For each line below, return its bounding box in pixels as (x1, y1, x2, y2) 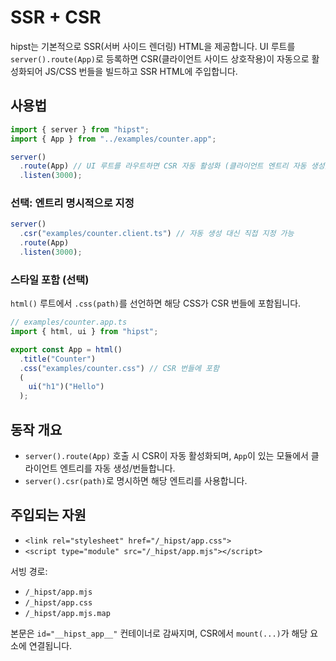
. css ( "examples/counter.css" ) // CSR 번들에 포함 (19, 363, 220, 373)
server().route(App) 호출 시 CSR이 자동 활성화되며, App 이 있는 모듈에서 (24, 450, 309, 462)
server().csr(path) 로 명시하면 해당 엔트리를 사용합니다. (24, 475, 248, 487)
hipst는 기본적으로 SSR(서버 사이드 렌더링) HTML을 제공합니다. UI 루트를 (10, 40, 296, 52)
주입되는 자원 (10, 507, 87, 524)
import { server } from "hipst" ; (10, 124, 150, 135)
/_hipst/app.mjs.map (24, 608, 111, 618)
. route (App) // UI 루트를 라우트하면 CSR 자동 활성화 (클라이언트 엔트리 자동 (19, 161, 307, 171)
